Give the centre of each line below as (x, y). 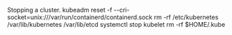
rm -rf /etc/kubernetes (186, 17)
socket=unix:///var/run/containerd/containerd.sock (80, 17)
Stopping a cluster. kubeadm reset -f (60, 10)
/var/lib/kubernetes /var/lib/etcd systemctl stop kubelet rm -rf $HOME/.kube (116, 24)
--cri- (122, 10)
